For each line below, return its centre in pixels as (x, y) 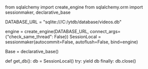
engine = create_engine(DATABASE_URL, (47, 31)
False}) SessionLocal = (77, 37)
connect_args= (105, 31)
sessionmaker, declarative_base (38, 12)
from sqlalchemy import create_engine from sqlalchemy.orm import (74, 7)
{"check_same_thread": (29, 37)
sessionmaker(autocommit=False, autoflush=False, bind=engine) (72, 42)
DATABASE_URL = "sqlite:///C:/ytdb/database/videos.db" (63, 22)
